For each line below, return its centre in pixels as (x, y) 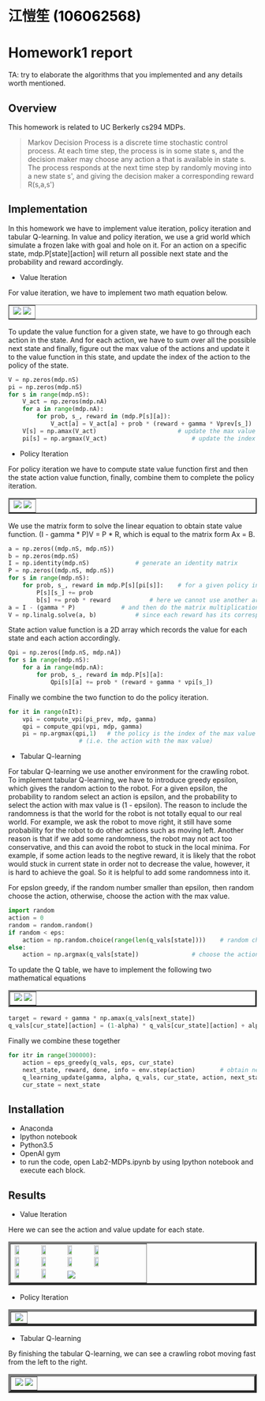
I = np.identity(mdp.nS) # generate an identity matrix (123, 563)
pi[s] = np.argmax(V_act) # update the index (139, 438)
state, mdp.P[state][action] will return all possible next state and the (118, 253)
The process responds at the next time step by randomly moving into (140, 168)
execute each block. (52, 1170)
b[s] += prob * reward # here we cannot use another (142, 600)
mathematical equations (47, 978)
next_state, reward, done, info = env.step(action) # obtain (135, 1070)
